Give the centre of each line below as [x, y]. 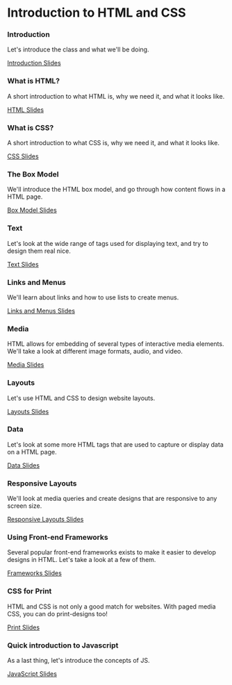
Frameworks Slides [35, 573]
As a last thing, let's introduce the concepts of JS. [78, 661]
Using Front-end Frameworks [58, 538]
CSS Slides [23, 156]
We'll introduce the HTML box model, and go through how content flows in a [116, 190]
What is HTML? [34, 81]
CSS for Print [30, 591]
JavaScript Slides [32, 674]
